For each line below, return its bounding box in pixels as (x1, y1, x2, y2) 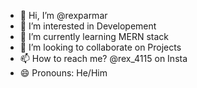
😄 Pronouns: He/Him (19, 67, 108, 79)
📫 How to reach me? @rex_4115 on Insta (19, 53, 188, 64)
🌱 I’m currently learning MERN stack (19, 31, 169, 42)
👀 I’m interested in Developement (19, 20, 157, 32)
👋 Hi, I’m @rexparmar (19, 10, 108, 21)
